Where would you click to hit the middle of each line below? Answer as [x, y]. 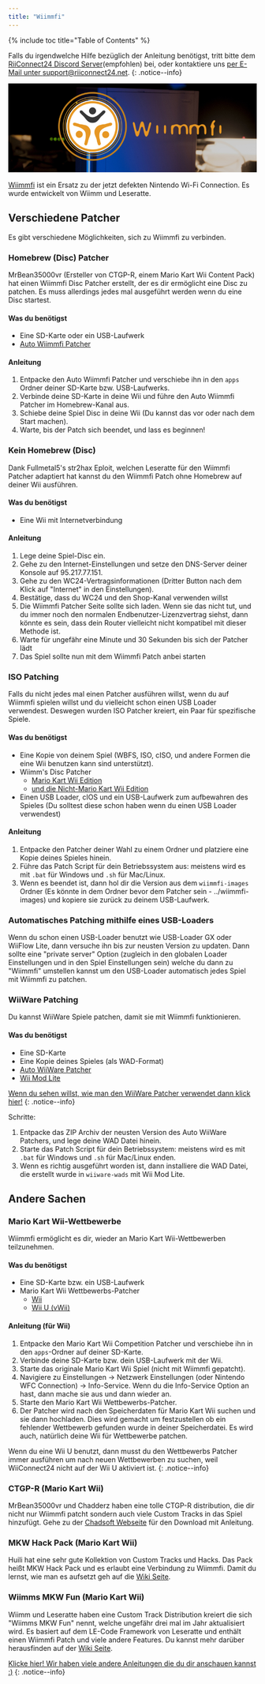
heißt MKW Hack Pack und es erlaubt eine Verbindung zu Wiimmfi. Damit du [132, 1569]
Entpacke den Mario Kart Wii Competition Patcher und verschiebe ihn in [136, 1344]
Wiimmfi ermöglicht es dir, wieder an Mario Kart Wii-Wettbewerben [117, 1239]
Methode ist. [40, 631]
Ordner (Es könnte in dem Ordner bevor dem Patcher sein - [116, 891]
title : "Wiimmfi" [37, 17]
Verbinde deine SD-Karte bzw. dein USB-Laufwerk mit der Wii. [121, 1360]
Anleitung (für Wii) [39, 1326]
